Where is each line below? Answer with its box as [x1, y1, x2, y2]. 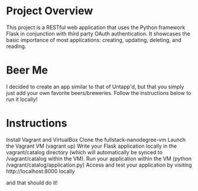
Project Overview [6, 4, 93, 18]
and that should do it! [6, 179, 58, 186]
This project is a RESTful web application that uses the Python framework [6, 24, 186, 31]
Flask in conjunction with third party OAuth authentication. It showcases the [6, 30, 190, 37]
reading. [6, 43, 27, 50]
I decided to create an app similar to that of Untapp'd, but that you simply [6, 83, 184, 90]
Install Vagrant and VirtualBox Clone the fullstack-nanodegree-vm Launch [6, 136, 186, 143]
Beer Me [6, 63, 48, 77]
